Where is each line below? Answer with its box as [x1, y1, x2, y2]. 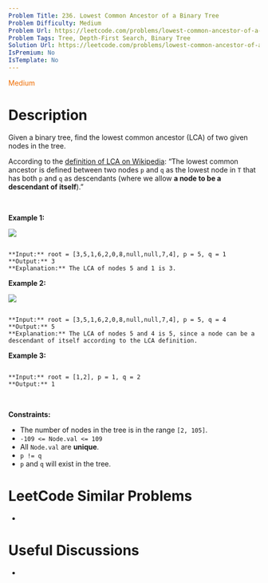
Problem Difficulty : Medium [8, 19, 102, 27]
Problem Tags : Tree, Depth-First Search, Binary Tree [8, 34, 191, 42]
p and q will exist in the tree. [19, 458, 112, 468]
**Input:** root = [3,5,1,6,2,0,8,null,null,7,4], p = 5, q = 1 [8, 250, 227, 258]
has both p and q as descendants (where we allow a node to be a [8, 173, 222, 183]
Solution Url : [8, 42, 56, 50]
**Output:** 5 [8, 323, 56, 331]
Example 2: [8, 278, 46, 288]
